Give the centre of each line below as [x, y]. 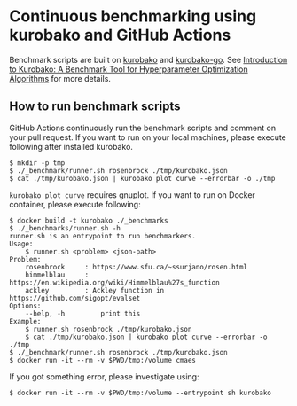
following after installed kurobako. [71, 146]
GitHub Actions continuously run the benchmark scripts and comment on [143, 128]
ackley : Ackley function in [95, 290]
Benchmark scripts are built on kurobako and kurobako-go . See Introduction [148, 59]
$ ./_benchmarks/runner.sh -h [65, 228]
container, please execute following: [75, 204]
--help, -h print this [83, 313]
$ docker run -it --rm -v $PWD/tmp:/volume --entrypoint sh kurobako [141, 393]
